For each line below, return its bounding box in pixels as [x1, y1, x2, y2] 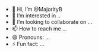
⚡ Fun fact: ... [11, 41, 45, 47]
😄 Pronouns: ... [11, 33, 50, 41]
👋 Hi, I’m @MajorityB [11, 6, 62, 13]
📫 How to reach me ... [11, 25, 67, 32]
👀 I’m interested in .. [11, 12, 61, 19]
